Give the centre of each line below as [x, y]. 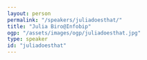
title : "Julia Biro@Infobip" [49, 26]
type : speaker [28, 39]
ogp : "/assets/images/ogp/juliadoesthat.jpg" [74, 33]
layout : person [29, 13]
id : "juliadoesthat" [37, 46]
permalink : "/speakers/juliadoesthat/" [65, 20]
